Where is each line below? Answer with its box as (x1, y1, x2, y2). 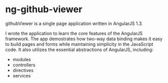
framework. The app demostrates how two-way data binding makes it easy (5, 36, 163, 42)
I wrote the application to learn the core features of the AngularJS (5, 30, 143, 36)
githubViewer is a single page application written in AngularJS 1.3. (5, 20, 144, 26)
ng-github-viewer (5, 4, 82, 15)
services (12, 72, 31, 78)
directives (12, 67, 34, 73)
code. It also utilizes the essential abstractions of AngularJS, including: (5, 46, 154, 52)
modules (12, 56, 32, 62)
